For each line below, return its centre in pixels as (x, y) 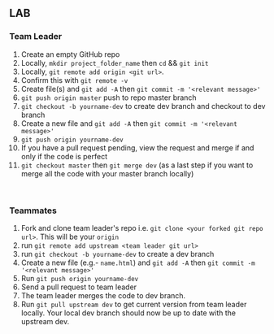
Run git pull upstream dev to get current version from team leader (134, 304)
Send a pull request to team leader (79, 287)
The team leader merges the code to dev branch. (103, 295)
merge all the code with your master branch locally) (107, 173)
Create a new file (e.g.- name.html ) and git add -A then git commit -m (138, 262)
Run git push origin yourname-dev (80, 278)
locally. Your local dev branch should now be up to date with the (128, 313)
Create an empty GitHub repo (70, 54)
